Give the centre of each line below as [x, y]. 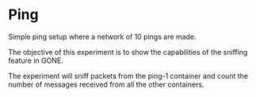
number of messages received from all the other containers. [106, 84]
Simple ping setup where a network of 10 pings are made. [102, 37]
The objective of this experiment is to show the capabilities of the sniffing [128, 52]
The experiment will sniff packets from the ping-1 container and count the [128, 76]
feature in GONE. [36, 60]
